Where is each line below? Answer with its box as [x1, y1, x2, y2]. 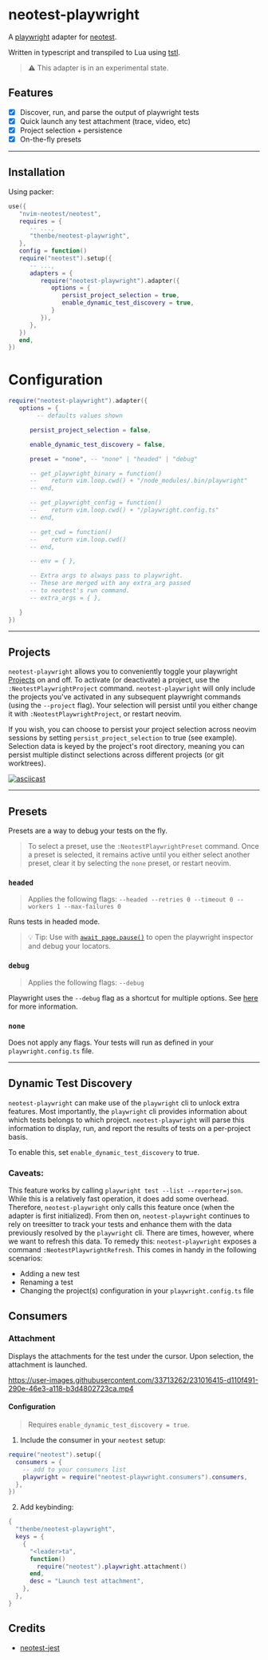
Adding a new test [19, 1269, 80, 1279]
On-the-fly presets [19, 134, 82, 144]
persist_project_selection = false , [29, 426, 152, 434]
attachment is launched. [8, 1359, 88, 1369]
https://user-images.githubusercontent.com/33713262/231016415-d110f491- [8, 1375, 259, 1384]
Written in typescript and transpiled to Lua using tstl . [8, 47, 181, 57]
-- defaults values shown [37, 412, 124, 420]
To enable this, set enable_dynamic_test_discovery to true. [8, 1147, 199, 1156]
